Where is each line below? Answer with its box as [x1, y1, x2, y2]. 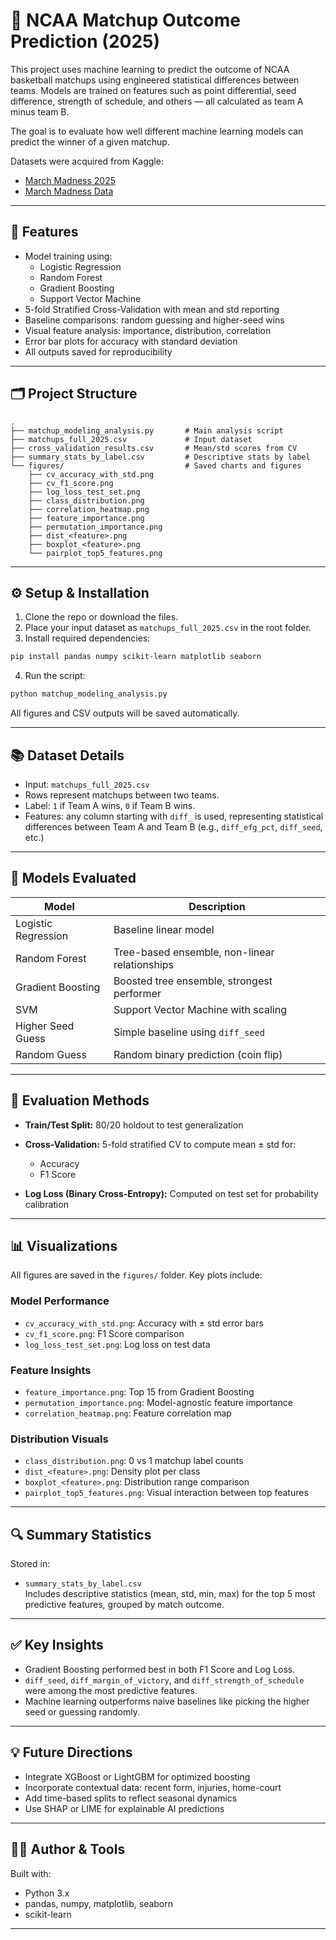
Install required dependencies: [24, 632, 151, 644]
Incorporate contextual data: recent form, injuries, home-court [24, 1781, 282, 1793]
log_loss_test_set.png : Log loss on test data [24, 1338, 211, 1350]
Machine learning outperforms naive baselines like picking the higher [24, 1695, 310, 1707]
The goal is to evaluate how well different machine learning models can [10, 125, 304, 137]
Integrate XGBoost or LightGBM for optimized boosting [24, 1770, 251, 1783]
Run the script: [24, 670, 86, 682]
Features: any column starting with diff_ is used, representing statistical [24, 810, 324, 822]
